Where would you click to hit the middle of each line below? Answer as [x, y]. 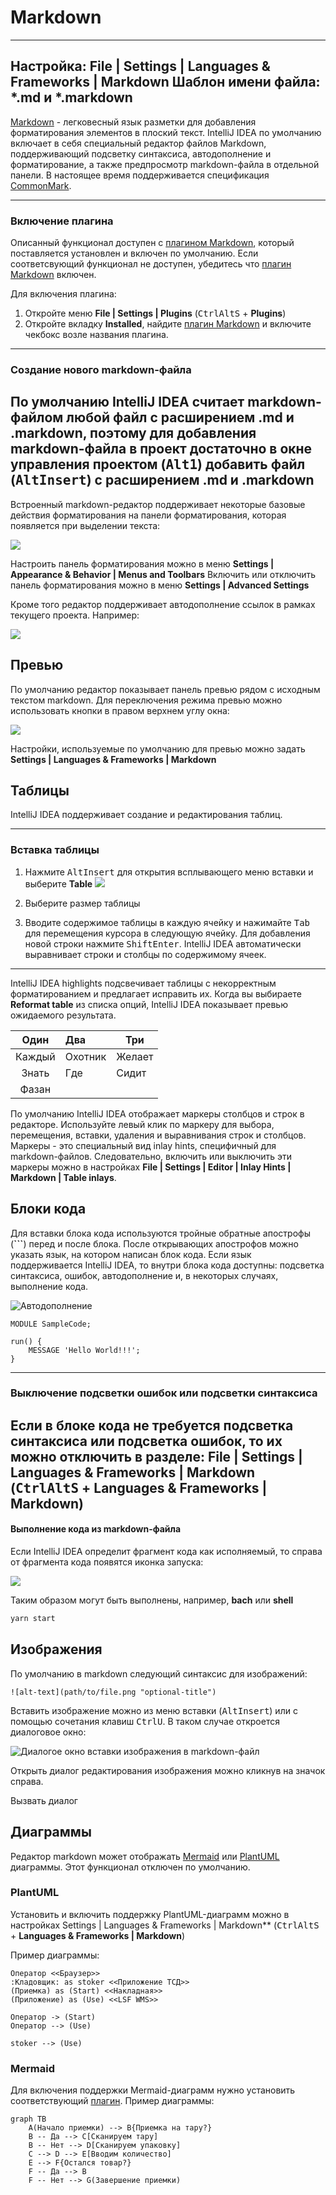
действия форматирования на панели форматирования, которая [148, 515]
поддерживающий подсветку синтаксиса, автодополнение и [141, 153]
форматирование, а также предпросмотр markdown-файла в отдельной [165, 164]
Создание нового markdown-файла [101, 369]
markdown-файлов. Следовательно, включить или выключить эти [151, 1156]
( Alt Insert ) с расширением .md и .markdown [162, 480]
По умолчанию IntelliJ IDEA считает [127, 402]
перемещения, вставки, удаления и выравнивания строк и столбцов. [158, 1135]
